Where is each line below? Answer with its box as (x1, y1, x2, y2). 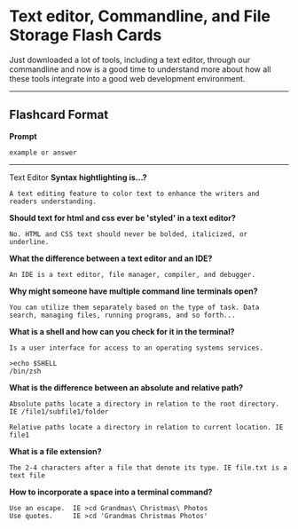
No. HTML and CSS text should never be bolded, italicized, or (9, 229, 248, 239)
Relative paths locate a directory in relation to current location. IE (9, 422, 284, 431)
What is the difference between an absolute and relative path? (9, 382, 244, 392)
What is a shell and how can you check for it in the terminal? (9, 326, 235, 336)
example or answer (9, 148, 77, 157)
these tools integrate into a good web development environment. (9, 73, 246, 83)
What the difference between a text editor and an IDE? (9, 253, 213, 264)
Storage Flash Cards (9, 25, 162, 45)
